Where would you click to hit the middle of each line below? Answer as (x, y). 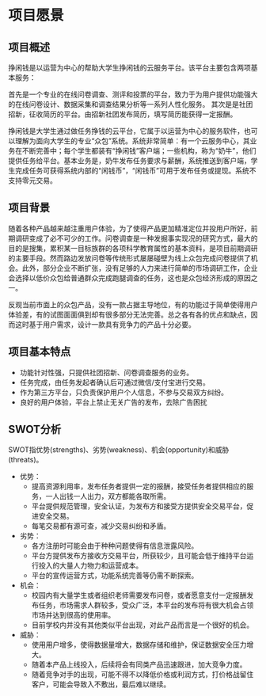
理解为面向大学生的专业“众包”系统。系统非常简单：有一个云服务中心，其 (133, 141)
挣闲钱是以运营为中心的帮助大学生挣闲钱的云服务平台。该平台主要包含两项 (129, 68)
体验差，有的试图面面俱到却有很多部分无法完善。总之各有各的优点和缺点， (129, 314)
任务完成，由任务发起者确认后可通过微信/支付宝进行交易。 (114, 382)
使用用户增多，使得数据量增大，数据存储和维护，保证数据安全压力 (139, 645)
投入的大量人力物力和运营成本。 (91, 565)
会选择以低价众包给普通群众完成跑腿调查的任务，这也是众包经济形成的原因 (129, 278)
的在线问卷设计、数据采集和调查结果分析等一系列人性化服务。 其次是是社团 (131, 104)
